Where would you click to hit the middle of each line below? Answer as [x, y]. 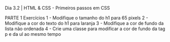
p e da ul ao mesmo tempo [33, 34]
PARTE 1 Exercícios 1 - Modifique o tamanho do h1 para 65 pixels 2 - [77, 18]
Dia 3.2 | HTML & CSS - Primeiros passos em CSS [58, 8]
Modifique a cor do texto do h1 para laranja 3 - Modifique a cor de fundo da [84, 23]
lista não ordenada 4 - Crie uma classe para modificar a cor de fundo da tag [85, 29]
